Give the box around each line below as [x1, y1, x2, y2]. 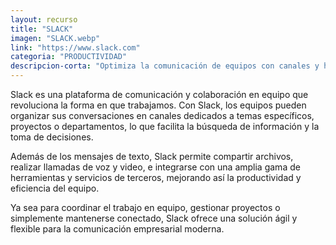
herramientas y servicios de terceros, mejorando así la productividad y [10, 172, 302, 183]
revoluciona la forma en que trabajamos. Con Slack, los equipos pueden [10, 99, 307, 111]
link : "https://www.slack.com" [10, 42, 141, 53]
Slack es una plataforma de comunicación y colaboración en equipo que [10, 89, 309, 100]
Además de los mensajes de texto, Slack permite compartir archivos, [10, 151, 294, 162]
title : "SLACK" [10, 24, 74, 34]
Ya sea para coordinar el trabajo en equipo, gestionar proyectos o [10, 202, 281, 213]
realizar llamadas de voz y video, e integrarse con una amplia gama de [10, 161, 301, 173]
